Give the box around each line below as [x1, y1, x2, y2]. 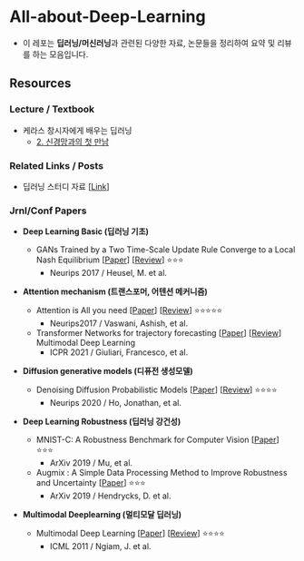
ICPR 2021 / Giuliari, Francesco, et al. [49, 347, 189, 358]
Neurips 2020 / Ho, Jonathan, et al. [49, 398, 181, 408]
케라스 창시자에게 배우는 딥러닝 [22, 124, 132, 135]
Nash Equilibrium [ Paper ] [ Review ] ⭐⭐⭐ [35, 254, 184, 265]
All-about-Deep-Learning [9, 6, 206, 27]
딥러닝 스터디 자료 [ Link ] [22, 181, 111, 192]
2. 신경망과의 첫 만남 [35, 136, 110, 147]
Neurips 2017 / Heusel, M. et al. [49, 268, 168, 279]
